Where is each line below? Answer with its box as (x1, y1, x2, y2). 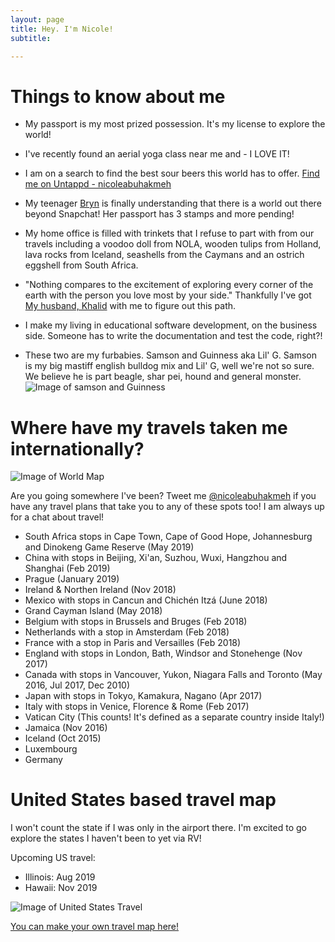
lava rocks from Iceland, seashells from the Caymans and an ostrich (24, 249, 305, 261)
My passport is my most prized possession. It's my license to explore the (24, 118, 326, 130)
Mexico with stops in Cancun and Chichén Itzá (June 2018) (24, 594, 268, 606)
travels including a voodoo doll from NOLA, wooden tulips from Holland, (24, 238, 322, 250)
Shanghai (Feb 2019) (24, 562, 111, 575)
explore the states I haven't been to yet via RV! (10, 832, 202, 845)
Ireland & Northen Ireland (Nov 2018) (24, 584, 177, 596)
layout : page (10, 14, 65, 25)
